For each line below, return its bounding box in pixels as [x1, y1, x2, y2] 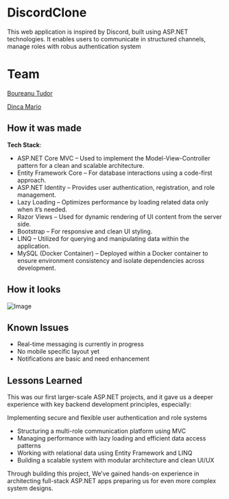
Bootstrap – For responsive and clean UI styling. [16, 227, 153, 235]
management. [16, 191, 57, 199]
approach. [16, 176, 47, 184]
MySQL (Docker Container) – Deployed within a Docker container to [16, 249, 208, 257]
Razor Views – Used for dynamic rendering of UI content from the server [16, 212, 222, 221]
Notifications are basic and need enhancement [16, 354, 149, 363]
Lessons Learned [7, 374, 82, 386]
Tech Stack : [7, 140, 42, 149]
